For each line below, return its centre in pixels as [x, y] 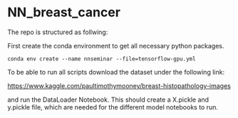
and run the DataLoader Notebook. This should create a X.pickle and [108, 100]
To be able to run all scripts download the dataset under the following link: [116, 72]
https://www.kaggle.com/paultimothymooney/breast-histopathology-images [119, 85]
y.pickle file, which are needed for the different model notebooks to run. [113, 107]
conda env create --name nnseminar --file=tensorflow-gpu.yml [102, 59]
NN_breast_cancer [64, 12]
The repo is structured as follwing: [58, 32]
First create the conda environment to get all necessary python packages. [116, 45]
